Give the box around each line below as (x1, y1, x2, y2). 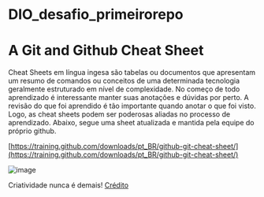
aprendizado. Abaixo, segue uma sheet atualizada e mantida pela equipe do (8, 118, 255, 128)
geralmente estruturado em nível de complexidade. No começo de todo (8, 84, 240, 94)
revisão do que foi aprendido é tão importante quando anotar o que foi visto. (8, 101, 256, 111)
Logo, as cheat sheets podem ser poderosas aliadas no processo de (8, 110, 231, 119)
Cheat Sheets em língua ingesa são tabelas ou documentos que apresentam (8, 68, 256, 77)
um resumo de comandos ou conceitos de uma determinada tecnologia (8, 76, 240, 86)
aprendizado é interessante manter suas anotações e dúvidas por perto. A (8, 93, 250, 102)
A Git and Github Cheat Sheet (8, 42, 204, 60)
